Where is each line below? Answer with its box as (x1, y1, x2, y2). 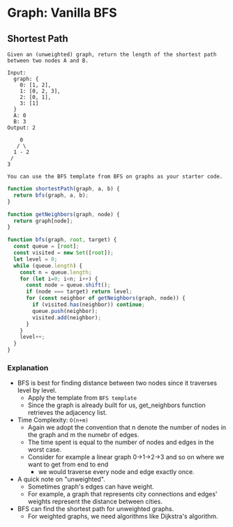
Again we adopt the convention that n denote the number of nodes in (27, 423, 227, 431)
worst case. (27, 445, 61, 454)
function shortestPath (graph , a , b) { (7, 185, 120, 192)
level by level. (17, 386, 57, 395)
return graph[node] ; (13, 217, 73, 224)
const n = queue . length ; (20, 268, 92, 276)
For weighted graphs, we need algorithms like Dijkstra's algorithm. (27, 512, 218, 521)
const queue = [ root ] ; (13, 243, 80, 250)
